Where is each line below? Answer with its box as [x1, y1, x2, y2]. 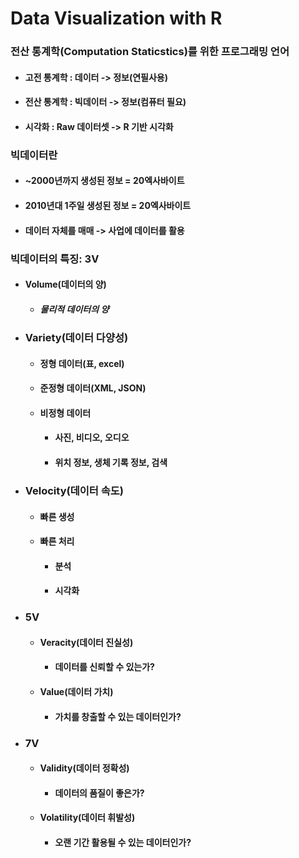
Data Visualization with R [10, 7, 223, 30]
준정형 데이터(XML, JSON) [39, 382, 147, 394]
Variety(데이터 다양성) [24, 331, 129, 345]
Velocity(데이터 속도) [24, 483, 124, 497]
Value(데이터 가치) [39, 686, 114, 698]
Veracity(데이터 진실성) [39, 636, 134, 648]
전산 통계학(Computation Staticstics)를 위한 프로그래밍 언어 [10, 45, 290, 59]
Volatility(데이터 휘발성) [39, 812, 136, 824]
